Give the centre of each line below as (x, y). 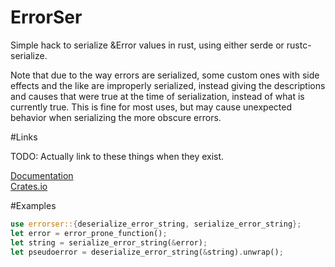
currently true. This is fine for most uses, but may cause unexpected (151, 107)
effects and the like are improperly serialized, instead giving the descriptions (168, 85)
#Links (24, 137)
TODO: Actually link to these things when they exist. (117, 156)
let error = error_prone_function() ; (89, 233)
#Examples (33, 205)
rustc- (299, 45)
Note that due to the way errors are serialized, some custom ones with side (165, 75)
